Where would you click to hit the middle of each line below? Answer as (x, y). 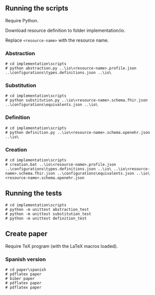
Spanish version (26, 259)
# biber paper (20, 278)
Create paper (27, 234)
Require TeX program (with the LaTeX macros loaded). (62, 246)
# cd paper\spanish (26, 270)
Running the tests (34, 193)
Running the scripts (37, 8)
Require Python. (22, 20)
